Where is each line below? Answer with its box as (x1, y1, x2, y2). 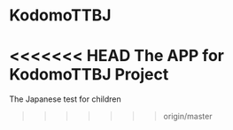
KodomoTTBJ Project (9, 65, 169, 85)
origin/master (163, 111, 213, 122)
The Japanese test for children (9, 94, 121, 104)
